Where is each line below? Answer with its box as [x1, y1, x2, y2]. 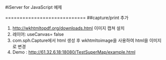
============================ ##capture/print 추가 [5, 15, 129, 21]
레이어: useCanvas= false [12, 31, 64, 37]
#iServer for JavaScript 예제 [5, 4, 62, 10]
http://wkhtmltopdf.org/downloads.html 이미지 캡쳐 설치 [12, 25, 125, 31]
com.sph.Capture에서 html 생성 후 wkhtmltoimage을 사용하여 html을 [12, 37, 149, 43]
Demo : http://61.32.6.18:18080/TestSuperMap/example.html [12, 49, 136, 55]
